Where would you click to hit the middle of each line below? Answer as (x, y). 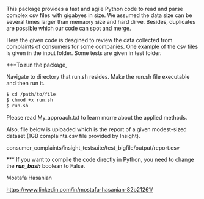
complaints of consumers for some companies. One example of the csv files (102, 46)
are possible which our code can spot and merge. (69, 28)
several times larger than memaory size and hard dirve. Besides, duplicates (101, 22)
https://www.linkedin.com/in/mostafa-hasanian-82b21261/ (80, 189)
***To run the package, (37, 65)
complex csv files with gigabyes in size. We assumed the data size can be (99, 15)
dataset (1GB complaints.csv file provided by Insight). (73, 136)
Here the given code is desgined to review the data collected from (89, 40)
